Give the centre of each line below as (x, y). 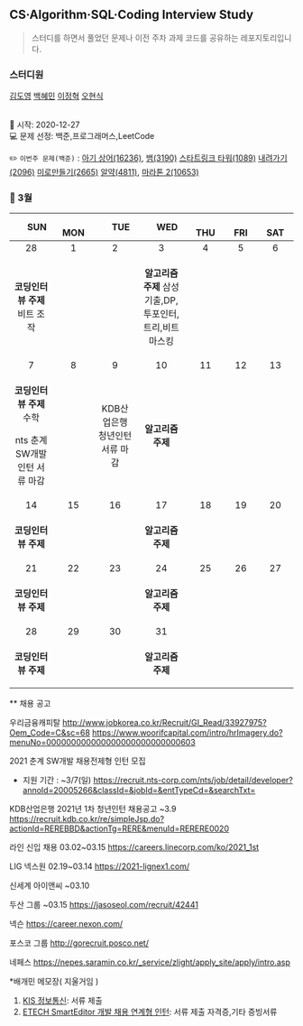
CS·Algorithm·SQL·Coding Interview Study (132, 15)
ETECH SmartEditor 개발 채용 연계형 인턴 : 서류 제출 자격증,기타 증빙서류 (150, 1012)
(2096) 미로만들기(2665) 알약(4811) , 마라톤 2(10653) (105, 172)
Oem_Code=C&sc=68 (50, 733)
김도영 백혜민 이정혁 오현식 (56, 96)
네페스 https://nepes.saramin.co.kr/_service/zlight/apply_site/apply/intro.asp (150, 962)
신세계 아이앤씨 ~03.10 (50, 886)
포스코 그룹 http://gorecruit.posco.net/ (79, 943)
